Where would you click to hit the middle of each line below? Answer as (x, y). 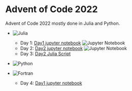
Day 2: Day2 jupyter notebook (51, 48)
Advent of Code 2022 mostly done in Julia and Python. (63, 23)
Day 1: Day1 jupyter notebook (51, 43)
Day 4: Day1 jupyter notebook (51, 83)
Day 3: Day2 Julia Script (45, 54)
